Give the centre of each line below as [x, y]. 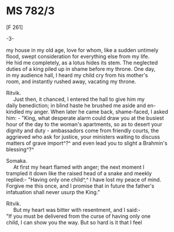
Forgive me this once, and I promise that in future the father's [80, 186]
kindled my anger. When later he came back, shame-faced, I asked [87, 112]
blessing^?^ [20, 149]
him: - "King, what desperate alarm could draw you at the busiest [85, 118]
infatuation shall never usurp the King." [53, 192]
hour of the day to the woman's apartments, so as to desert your [84, 124]
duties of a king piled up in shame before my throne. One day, [81, 68]
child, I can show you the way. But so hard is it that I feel [74, 222]
